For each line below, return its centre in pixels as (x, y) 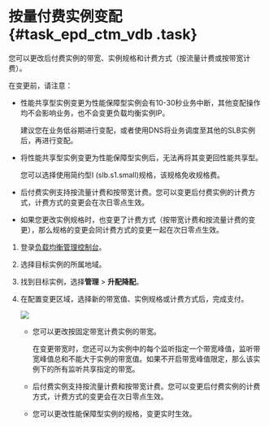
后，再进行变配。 (49, 140)
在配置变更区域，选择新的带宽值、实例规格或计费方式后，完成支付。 (134, 298)
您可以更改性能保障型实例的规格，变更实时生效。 (114, 413)
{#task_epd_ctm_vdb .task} (103, 35)
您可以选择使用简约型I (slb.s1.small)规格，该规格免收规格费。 (122, 175)
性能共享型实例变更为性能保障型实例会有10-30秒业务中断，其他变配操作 (141, 102)
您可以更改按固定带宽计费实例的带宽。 (96, 331)
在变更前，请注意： (41, 85)
